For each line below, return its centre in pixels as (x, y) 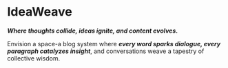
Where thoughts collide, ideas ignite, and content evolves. (93, 31)
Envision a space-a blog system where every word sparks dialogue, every (114, 44)
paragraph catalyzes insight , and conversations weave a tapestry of (106, 51)
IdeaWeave (40, 12)
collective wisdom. (34, 58)
